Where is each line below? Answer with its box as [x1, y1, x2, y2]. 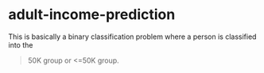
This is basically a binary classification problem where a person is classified [8, 32, 257, 41]
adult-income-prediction [8, 6, 176, 24]
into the [8, 40, 33, 49]
